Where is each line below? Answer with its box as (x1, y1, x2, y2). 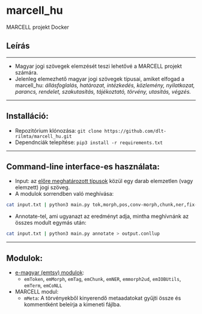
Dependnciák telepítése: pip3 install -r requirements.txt (14, 139, 164, 146)
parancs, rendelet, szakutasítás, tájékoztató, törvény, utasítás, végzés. (14, 88, 191, 95)
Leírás (6, 41, 30, 51)
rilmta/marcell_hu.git (14, 133, 72, 139)
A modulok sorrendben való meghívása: (14, 190, 114, 198)
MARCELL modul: (14, 288, 59, 295)
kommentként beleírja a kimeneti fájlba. (23, 301, 121, 308)
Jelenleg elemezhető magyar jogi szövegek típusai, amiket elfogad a (14, 75, 185, 82)
